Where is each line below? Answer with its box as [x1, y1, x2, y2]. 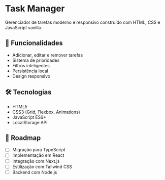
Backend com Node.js [12, 169, 58, 175]
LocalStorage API [12, 119, 48, 125]
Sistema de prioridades [12, 57, 60, 63]
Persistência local [12, 68, 48, 74]
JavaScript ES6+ [12, 114, 47, 120]
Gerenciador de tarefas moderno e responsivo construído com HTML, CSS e [5, 19, 161, 25]
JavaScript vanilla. [5, 24, 43, 30]
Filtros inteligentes [12, 62, 50, 68]
